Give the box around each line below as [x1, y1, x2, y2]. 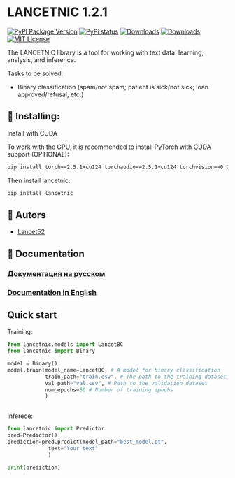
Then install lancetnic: [7, 176, 71, 184]
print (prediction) [7, 464, 61, 471]
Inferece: [7, 412, 34, 420]
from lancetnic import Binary [7, 347, 96, 355]
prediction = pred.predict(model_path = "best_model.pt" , [7, 438, 168, 445]
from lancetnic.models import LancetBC [7, 341, 124, 348]
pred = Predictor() [7, 432, 58, 439]
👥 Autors [7, 209, 47, 221]
